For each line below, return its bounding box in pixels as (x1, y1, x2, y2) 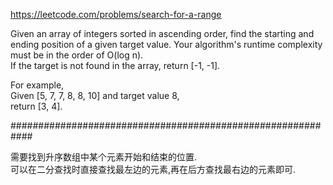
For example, (10, 79, 65, 91)
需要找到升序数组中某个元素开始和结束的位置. (10, 151, 198, 163)
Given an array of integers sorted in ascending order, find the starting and (10, 28, 315, 39)
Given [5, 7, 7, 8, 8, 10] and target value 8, (10, 90, 180, 101)
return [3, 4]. (10, 100, 63, 112)
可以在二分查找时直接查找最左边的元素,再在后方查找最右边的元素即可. (10, 164, 297, 175)
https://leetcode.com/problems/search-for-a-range (10, 9, 222, 20)
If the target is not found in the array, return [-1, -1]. (10, 60, 221, 71)
